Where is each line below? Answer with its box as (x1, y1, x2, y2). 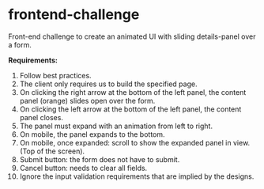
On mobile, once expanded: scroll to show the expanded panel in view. (19, 138, 251, 147)
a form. (8, 40, 32, 49)
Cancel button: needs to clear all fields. (19, 163, 148, 172)
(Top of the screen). (19, 146, 85, 156)
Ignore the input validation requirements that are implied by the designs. (19, 172, 255, 181)
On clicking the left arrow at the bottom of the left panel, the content (19, 104, 242, 114)
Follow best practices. (19, 70, 92, 80)
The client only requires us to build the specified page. (19, 79, 198, 89)
